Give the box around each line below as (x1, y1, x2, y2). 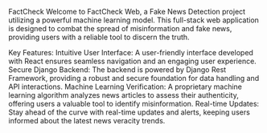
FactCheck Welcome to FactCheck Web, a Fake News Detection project (8, 7, 246, 16)
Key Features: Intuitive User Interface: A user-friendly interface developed (8, 48, 253, 57)
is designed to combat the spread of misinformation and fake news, (8, 24, 232, 33)
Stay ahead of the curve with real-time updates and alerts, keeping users (8, 107, 251, 117)
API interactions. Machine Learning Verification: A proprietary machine (8, 82, 243, 91)
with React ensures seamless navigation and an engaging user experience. (8, 56, 257, 66)
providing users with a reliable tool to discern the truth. (8, 32, 191, 42)
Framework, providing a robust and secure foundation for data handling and (8, 74, 260, 83)
